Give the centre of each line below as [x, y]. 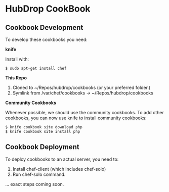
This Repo [16, 78]
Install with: [17, 59]
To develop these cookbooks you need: [46, 39]
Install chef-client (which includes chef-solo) [59, 169]
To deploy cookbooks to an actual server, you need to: [62, 159]
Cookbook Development [44, 28]
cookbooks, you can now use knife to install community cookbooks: [76, 118]
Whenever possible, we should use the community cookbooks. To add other [85, 112]
